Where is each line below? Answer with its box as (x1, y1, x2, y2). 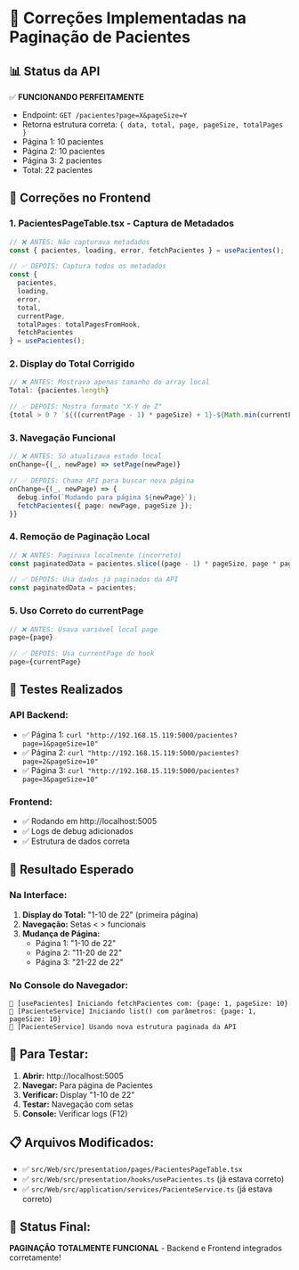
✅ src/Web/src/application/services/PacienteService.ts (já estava (21, 1183, 273, 1194)
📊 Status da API (9, 63, 101, 78)
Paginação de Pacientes (9, 27, 191, 47)
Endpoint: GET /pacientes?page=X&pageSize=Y (21, 110, 188, 120)
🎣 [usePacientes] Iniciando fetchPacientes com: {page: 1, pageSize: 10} (9, 999, 289, 1008)
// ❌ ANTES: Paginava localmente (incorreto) (9, 550, 182, 560)
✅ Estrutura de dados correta (21, 836, 131, 846)
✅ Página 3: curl (21, 764, 85, 775)
